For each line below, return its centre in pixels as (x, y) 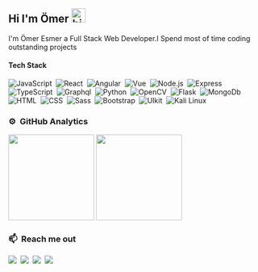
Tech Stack (27, 65)
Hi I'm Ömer (39, 19)
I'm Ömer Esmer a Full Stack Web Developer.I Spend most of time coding (129, 38)
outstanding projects (43, 47)
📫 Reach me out (42, 239)
